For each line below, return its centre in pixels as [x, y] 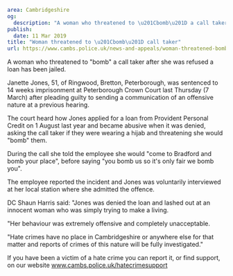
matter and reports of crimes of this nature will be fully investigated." [105, 244]
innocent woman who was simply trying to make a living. [88, 210]
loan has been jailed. [37, 69]
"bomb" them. [27, 140]
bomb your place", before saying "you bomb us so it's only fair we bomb [111, 161]
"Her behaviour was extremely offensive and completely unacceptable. [109, 224]
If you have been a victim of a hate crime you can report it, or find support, [114, 258]
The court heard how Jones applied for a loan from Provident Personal [108, 119]
